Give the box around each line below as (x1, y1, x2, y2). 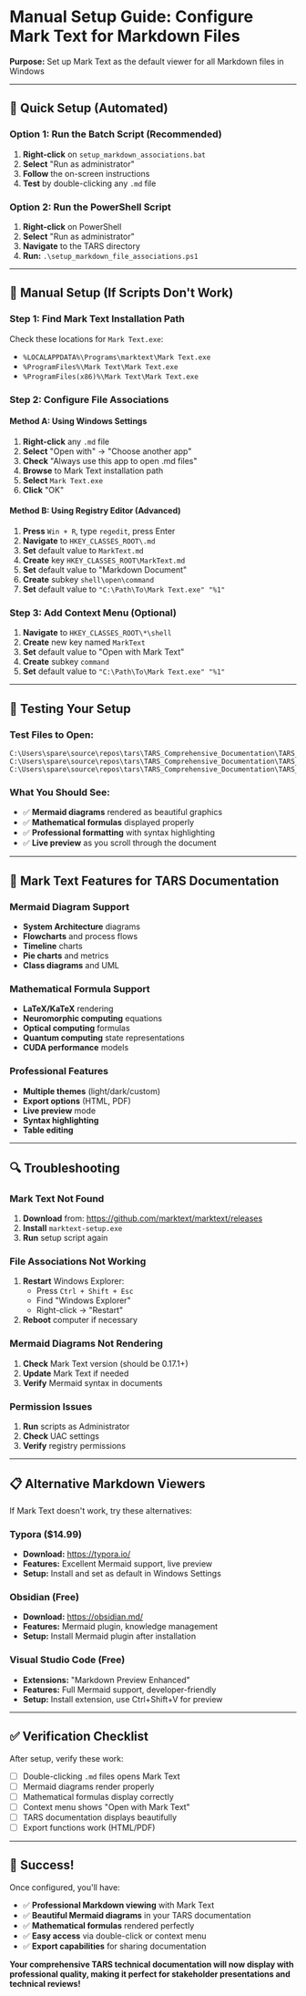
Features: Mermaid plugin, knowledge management (22, 1621, 219, 1632)
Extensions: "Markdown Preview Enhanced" (22, 1674, 191, 1685)
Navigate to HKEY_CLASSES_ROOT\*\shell (22, 627, 172, 638)
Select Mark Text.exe (22, 474, 103, 485)
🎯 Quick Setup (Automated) (9, 100, 168, 116)
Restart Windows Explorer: (22, 1276, 125, 1287)
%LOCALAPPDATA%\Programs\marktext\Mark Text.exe (22, 353, 211, 362)
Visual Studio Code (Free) (9, 1653, 126, 1666)
